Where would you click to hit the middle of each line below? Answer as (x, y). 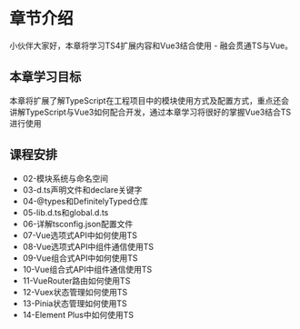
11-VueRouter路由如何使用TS (76, 280)
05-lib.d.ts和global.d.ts (65, 212)
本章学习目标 (45, 77)
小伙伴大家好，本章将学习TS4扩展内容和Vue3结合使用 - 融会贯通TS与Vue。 (151, 45)
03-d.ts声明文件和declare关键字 (82, 189)
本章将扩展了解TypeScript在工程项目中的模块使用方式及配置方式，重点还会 (149, 100)
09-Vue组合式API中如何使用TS (80, 258)
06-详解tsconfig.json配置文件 (78, 224)
